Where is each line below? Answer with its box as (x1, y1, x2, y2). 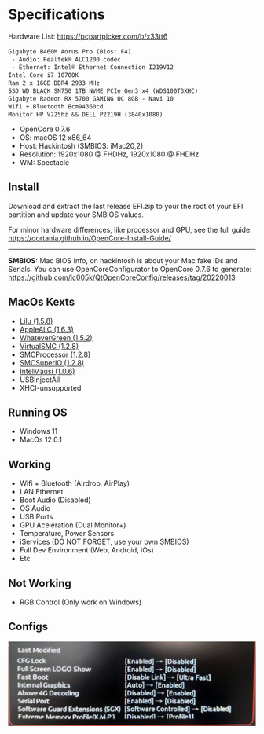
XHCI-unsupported (19, 383, 82, 392)
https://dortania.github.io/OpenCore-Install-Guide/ (8, 233, 171, 243)
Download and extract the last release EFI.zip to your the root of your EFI (8, 201, 244, 211)
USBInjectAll (19, 375, 60, 384)
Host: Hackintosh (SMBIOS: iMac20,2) (19, 141, 144, 150)
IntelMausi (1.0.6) (19, 366, 75, 376)
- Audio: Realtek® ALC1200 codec (11, 55, 122, 64)
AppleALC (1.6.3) (19, 325, 75, 334)
